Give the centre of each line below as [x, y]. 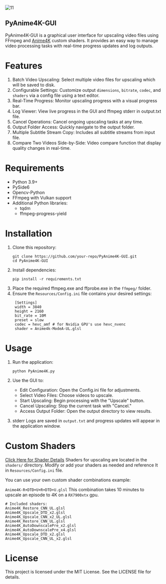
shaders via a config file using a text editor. [56, 95]
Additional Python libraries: [40, 203]
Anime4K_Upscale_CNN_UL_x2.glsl [38, 538]
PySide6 [21, 187]
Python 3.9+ [25, 182]
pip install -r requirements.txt [47, 279]
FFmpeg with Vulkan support [42, 197]
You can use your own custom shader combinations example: [68, 480]
